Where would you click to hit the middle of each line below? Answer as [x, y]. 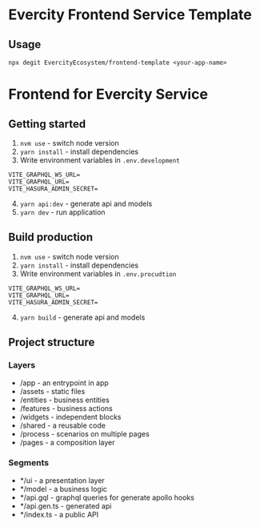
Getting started [47, 124]
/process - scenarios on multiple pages [84, 433]
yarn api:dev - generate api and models [86, 203]
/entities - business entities [64, 400]
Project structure [52, 342]
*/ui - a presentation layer [62, 480]
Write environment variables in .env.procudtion [98, 273]
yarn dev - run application [62, 212]
